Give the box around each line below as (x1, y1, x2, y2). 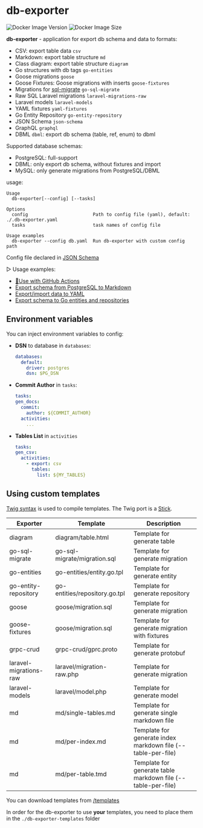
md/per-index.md (55, 737, 106, 746)
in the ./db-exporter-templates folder (6, 815, 100, 822)
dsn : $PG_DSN (26, 370, 59, 377)
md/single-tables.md (55, 708, 116, 717)
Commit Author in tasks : (14, 382, 77, 389)
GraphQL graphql (14, 124, 59, 131)
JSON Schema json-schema (14, 117, 83, 125)
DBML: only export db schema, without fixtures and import (14, 160, 161, 168)
